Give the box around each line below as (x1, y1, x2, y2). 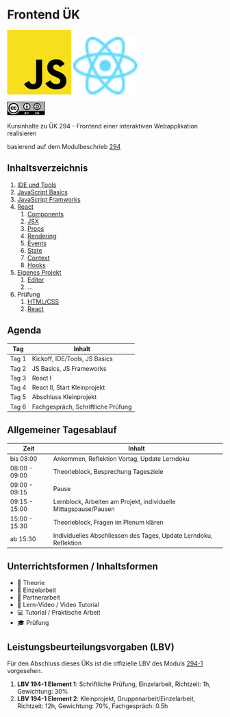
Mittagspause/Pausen (53, 505, 115, 513)
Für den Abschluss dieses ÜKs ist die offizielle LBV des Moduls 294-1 (7, 659, 203, 668)
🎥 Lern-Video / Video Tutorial (16, 601, 99, 609)
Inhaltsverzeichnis (7, 162, 88, 174)
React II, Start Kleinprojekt (31, 383, 105, 391)
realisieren (7, 129, 37, 137)
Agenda (7, 325, 42, 337)
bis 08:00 (10, 454, 38, 463)
